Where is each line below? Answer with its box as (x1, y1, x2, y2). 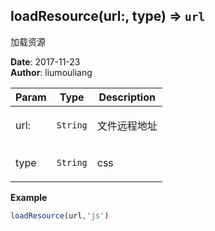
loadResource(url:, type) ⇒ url (10, 8, 206, 25)
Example (10, 191, 48, 203)
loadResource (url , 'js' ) (10, 210, 110, 221)
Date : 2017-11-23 (10, 55, 81, 68)
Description (98, 90, 156, 104)
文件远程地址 (96, 119, 158, 133)
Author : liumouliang (10, 66, 93, 78)
